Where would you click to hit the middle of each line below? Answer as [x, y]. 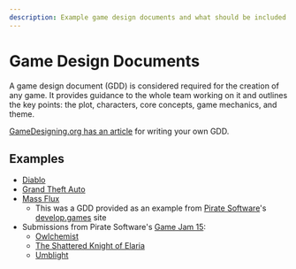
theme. [22, 114]
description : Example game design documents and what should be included [148, 17]
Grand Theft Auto [53, 189]
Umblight [52, 255]
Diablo [34, 180]
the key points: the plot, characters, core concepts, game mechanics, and [143, 104]
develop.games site [71, 218]
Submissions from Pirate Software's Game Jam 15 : [114, 227]
